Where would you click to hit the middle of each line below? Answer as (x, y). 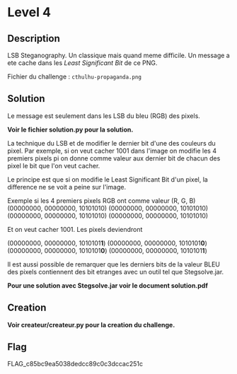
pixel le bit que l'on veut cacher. (54, 165)
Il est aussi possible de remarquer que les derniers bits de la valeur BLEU (114, 264)
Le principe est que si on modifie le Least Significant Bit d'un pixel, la (108, 179)
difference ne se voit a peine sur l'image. (67, 187)
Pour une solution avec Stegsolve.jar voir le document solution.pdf (108, 285)
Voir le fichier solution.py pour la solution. (70, 129)
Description (34, 39)
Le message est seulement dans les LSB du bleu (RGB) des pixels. (104, 116)
